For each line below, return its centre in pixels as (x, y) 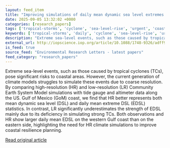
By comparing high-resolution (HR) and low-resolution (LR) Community (79, 87)
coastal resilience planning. (34, 130)
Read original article (26, 140)
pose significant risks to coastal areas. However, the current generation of (82, 77)
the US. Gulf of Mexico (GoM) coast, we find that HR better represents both (84, 98)
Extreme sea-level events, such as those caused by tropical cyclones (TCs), (84, 71)
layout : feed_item (25, 10)
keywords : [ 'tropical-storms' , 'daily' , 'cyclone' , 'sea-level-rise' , (81, 33)
